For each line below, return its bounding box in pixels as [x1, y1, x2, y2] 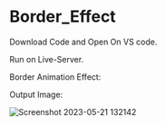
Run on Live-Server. [9, 53, 84, 64]
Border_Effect [9, 6, 116, 27]
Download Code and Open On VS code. [9, 36, 158, 47]
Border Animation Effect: [9, 71, 102, 82]
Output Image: [9, 89, 63, 100]
